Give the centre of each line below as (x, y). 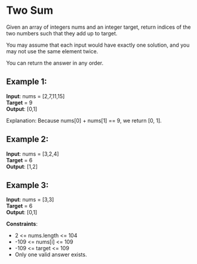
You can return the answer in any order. (55, 63)
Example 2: (27, 139)
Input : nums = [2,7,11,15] (36, 96)
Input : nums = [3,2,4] (33, 154)
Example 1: (27, 82)
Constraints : (22, 224)
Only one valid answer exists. (51, 254)
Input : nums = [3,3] (30, 200)
